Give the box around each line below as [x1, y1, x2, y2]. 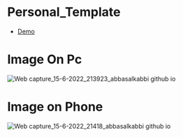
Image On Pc [7, 51, 82, 67]
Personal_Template [7, 4, 121, 20]
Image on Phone [7, 99, 103, 115]
